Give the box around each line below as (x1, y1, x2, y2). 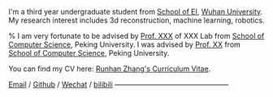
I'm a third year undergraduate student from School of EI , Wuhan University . (8, 7, 263, 16)
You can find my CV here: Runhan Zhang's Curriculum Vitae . (8, 64, 211, 74)
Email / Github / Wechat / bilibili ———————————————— (8, 80, 229, 89)
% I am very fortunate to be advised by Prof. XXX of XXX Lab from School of (8, 32, 265, 40)
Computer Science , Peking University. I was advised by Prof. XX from (8, 40, 241, 49)
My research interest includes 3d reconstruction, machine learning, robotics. (8, 15, 265, 25)
